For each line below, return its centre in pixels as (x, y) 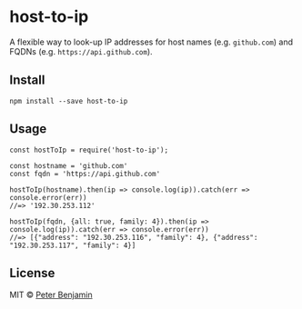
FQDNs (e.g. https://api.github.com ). (81, 51)
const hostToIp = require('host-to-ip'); (89, 150)
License (32, 273)
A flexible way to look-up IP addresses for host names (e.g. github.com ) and (151, 42)
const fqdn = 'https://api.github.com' (85, 174)
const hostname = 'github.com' (69, 165)
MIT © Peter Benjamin (51, 295)
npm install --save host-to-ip (69, 101)
